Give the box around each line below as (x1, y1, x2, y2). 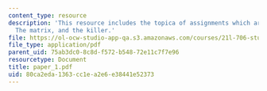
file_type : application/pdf (8, 41, 102, 49)
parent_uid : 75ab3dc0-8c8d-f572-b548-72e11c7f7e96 (8, 48, 180, 56)
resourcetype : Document (8, 56, 87, 64)
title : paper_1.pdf (8, 63, 73, 71)
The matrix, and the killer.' (15, 26, 115, 34)
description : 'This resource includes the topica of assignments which (8, 19, 250, 27)
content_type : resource (8, 11, 87, 20)
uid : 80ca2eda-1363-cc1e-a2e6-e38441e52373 (8, 70, 155, 78)
